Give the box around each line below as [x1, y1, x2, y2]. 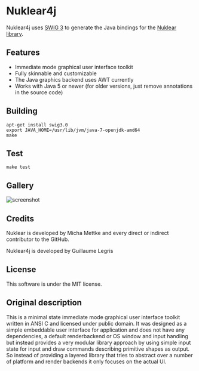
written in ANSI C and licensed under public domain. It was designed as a [6, 320, 187, 327]
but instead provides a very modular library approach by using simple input [6, 339, 191, 346]
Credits [6, 214, 35, 224]
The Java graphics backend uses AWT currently [14, 76, 134, 83]
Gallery [6, 180, 34, 190]
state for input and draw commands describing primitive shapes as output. [6, 345, 190, 353]
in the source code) [14, 88, 63, 96]
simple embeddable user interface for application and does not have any [6, 326, 185, 333]
